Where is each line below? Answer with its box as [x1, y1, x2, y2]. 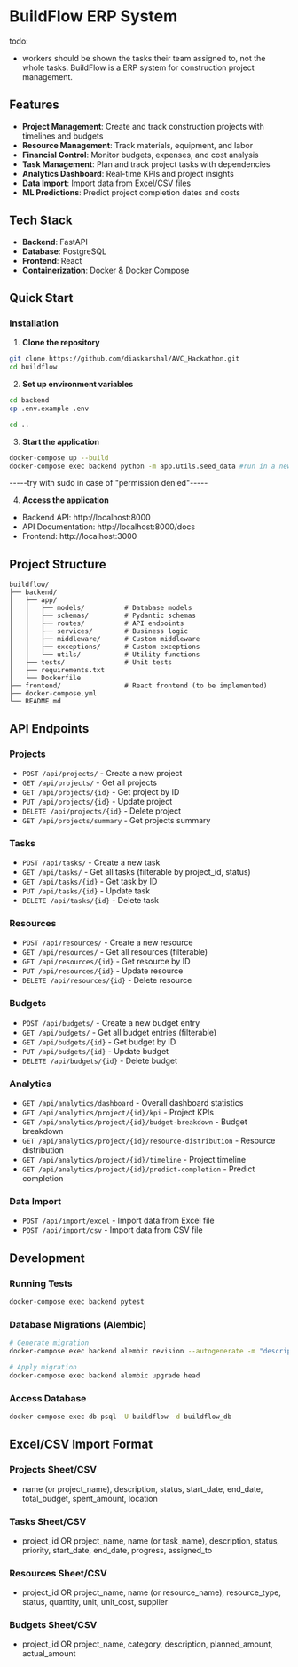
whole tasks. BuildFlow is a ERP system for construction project [21, 62, 255, 73]
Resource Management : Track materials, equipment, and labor [21, 139, 254, 150]
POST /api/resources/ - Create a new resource [21, 937, 193, 948]
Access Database [9, 1392, 87, 1404]
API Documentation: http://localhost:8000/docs [21, 521, 196, 532]
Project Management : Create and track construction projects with [21, 121, 264, 131]
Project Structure [9, 557, 106, 572]
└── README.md [9, 697, 62, 706]
